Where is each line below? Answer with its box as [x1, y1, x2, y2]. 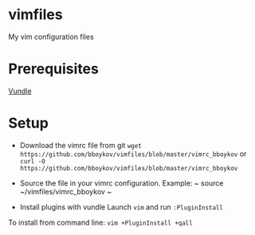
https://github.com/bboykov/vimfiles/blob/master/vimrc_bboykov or [19, 149, 247, 159]
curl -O [19, 157, 45, 165]
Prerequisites [8, 60, 100, 78]
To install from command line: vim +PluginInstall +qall [8, 217, 193, 227]
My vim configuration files [8, 32, 94, 41]
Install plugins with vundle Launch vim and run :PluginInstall [19, 202, 223, 212]
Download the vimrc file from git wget [19, 140, 142, 150]
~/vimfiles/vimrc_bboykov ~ [19, 186, 112, 196]
